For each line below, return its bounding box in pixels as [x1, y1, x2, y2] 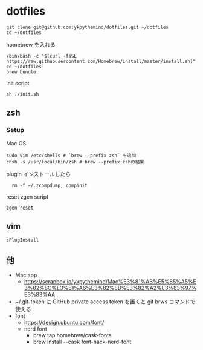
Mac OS [6, 139, 27, 147]
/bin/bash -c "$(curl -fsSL [6, 53, 77, 59]
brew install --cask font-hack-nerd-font [33, 338, 132, 346]
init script [6, 79, 30, 87]
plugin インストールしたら [6, 170, 71, 177]
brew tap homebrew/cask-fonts [33, 332, 112, 339]
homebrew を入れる [6, 41, 56, 48]
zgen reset [6, 205, 34, 211]
